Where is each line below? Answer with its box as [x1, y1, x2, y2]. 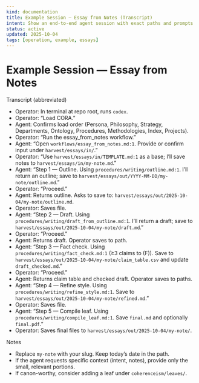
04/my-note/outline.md [15, 199, 73, 205]
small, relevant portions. [15, 363, 76, 370]
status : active [6, 25, 45, 32]
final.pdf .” [15, 320, 44, 327]
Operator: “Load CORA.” [15, 114, 76, 121]
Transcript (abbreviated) [6, 96, 67, 103]
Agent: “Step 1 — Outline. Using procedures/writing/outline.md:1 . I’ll [15, 165, 188, 173]
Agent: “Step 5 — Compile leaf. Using [15, 307, 109, 315]
